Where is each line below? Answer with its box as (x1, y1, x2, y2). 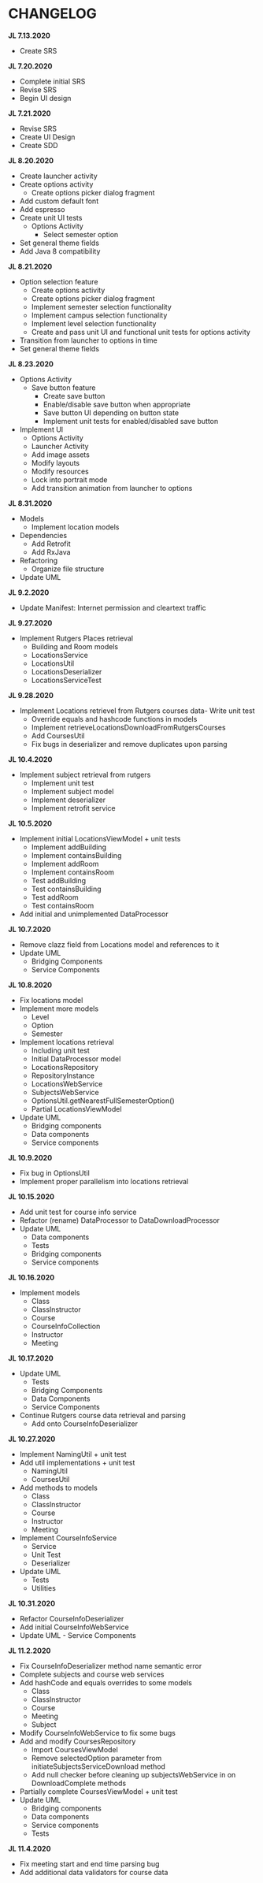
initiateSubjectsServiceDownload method (31, 1762, 165, 1771)
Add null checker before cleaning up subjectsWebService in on (31, 1770, 236, 1779)
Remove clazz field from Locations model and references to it (19, 939, 220, 949)
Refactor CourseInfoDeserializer (19, 1614, 124, 1623)
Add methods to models (19, 1483, 98, 1492)
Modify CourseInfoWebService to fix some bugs (19, 1728, 176, 1737)
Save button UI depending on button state (43, 407, 180, 418)
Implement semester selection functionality (31, 302, 172, 311)
